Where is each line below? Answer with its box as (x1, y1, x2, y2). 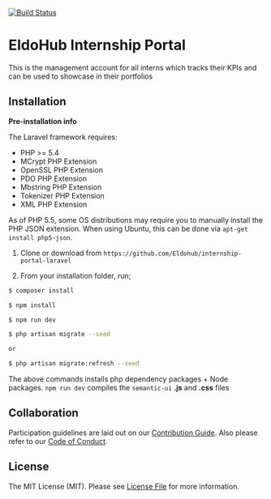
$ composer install (8, 286, 75, 295)
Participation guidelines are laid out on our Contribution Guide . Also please (8, 428, 258, 437)
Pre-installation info (8, 116, 77, 126)
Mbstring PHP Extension (19, 182, 102, 192)
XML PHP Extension (19, 199, 88, 209)
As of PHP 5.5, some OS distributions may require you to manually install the (8, 215, 264, 224)
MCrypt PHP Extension (19, 156, 97, 166)
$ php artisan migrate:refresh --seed (8, 360, 140, 368)
